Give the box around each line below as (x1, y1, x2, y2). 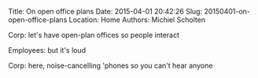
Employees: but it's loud (8, 46, 87, 54)
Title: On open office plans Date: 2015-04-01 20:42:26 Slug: (8, 7, 203, 16)
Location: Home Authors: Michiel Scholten (68, 15, 206, 24)
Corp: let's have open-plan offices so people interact (8, 31, 179, 39)
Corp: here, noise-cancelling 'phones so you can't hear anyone (8, 61, 213, 70)
